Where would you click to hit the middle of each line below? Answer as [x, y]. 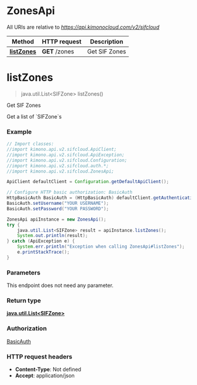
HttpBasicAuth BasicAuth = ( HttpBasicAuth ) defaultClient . [80, 198]
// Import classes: [30, 144]
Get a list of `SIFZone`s [34, 116]
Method [23, 41]
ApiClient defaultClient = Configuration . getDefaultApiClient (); [88, 182]
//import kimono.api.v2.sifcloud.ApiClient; [62, 150]
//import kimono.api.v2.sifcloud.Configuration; [67, 160]
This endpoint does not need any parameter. [60, 285]
